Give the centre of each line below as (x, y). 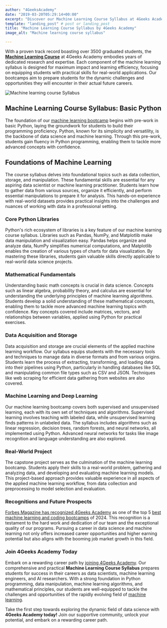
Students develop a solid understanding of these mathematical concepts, (80, 301)
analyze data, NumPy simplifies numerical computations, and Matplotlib (79, 246)
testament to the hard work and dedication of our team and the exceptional (82, 523)
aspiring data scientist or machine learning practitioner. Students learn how (82, 185)
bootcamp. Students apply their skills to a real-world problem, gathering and (83, 468)
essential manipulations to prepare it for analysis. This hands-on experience (83, 196)
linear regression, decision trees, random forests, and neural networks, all (81, 428)
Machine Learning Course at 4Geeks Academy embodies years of (74, 57)
